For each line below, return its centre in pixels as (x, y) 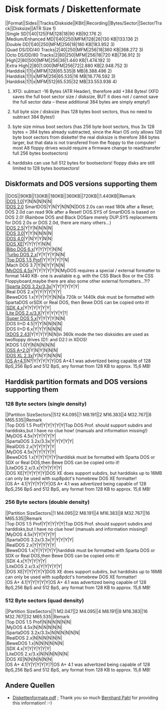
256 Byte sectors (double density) (47, 502)
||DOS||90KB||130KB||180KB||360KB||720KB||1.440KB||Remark (70, 196)
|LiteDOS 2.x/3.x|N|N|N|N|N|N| (37, 654)
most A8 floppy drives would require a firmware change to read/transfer (86, 148)
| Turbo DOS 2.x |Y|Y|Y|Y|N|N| (35, 254)
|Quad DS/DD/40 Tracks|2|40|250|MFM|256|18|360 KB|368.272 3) (74, 50)
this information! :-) (32, 703)
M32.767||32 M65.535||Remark (37, 617)
